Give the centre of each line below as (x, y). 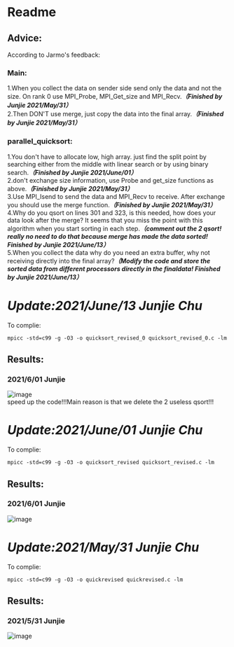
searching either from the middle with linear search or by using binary (108, 164)
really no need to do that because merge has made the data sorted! (108, 236)
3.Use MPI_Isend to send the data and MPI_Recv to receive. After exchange (116, 196)
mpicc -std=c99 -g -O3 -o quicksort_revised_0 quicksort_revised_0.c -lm (117, 338)
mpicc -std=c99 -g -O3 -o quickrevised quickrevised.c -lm (95, 579)
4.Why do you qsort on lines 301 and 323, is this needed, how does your (112, 213)
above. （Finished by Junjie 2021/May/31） (70, 188)
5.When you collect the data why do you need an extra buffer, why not (109, 252)
